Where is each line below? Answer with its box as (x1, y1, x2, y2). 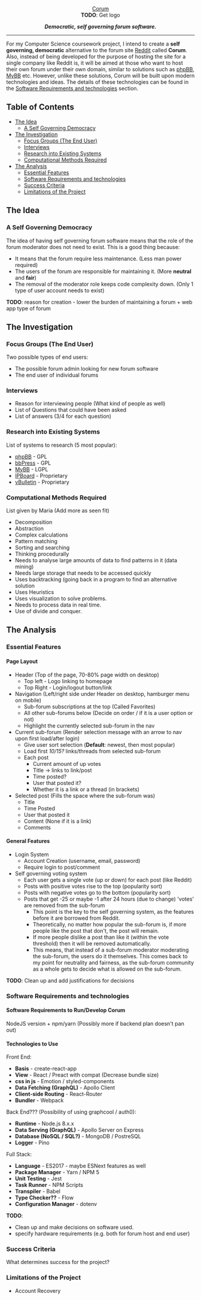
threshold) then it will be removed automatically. (32, 940, 151, 947)
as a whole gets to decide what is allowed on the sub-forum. (32, 965, 182, 972)
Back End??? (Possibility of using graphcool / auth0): (6, 1108, 136, 1116)
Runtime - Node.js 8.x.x (14, 1120, 74, 1128)
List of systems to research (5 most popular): (6, 441, 117, 449)
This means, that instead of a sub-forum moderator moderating (32, 946, 189, 953)
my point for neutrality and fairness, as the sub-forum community (32, 959, 194, 966)
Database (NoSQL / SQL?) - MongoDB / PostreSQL (14, 1133, 142, 1140)
